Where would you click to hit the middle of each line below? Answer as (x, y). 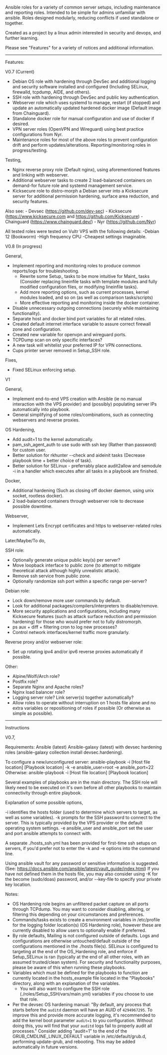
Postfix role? (25, 681)
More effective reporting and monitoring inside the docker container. (90, 303)
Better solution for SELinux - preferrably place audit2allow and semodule (87, 466)
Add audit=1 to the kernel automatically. (53, 439)
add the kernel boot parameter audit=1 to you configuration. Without (83, 1020)
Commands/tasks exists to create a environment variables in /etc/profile (86, 920)
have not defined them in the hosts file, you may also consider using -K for (82, 874)
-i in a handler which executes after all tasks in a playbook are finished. (85, 471)
